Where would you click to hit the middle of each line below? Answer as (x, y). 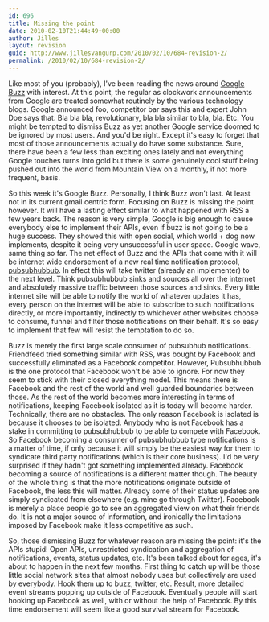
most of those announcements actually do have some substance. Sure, (126, 143)
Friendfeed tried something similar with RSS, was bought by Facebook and (132, 354)
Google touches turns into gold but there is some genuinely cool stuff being (133, 160)
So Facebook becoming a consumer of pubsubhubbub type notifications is (132, 439)
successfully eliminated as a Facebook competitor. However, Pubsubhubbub (135, 362)
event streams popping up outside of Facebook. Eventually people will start (133, 591)
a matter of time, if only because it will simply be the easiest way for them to (134, 448)
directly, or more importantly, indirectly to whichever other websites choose (133, 313)
